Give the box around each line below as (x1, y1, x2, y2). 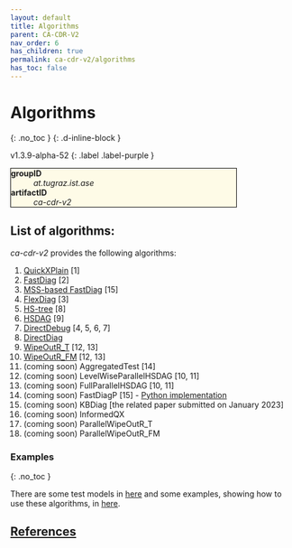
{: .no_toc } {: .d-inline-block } (10, 132, 121, 143)
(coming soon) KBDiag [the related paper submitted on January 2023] (23, 399, 285, 410)
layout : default (10, 13, 71, 23)
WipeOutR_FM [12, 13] (23, 351, 106, 362)
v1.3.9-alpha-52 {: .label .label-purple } (10, 150, 155, 161)
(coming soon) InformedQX (23, 408, 125, 420)
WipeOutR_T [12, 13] (23, 341, 98, 352)
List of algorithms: (10, 223, 115, 239)
